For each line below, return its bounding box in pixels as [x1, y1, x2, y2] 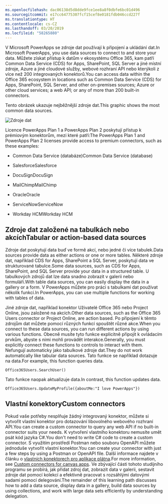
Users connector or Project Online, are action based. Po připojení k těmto [5, 315, 157, 321]
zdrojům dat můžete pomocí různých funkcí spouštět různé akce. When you [5, 320, 160, 326]
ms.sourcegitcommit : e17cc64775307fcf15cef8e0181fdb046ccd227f [5, 12, 140, 17]
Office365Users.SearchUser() [5, 367, 66, 372]
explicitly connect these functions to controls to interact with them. [5, 342, 143, 348]
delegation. [5, 493, 29, 499]
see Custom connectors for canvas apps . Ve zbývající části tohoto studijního [5, 461, 163, 467]
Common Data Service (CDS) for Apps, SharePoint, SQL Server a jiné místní [5, 61, 161, 66]
